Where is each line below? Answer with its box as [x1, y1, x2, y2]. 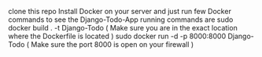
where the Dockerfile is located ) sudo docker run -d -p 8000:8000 [8, 31, 227, 41]
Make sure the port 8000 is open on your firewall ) [31, 40, 194, 49]
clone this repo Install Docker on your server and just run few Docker [8, 7, 232, 16]
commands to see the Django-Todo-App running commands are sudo [8, 15, 234, 24]
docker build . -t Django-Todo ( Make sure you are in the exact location [8, 23, 238, 32]
